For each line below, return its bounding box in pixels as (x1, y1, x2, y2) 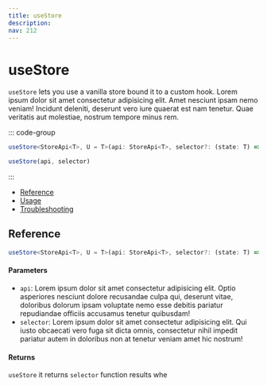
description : (8, 19, 52, 27)
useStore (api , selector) (8, 158, 91, 166)
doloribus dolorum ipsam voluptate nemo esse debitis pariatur (19, 300, 224, 310)
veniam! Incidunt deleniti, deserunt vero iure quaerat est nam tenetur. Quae (8, 104, 254, 114)
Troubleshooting (19, 205, 74, 214)
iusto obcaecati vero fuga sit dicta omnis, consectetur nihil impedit (19, 326, 238, 335)
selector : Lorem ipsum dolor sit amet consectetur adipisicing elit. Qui (19, 317, 248, 326)
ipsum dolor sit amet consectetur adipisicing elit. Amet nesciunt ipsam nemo (8, 96, 258, 105)
